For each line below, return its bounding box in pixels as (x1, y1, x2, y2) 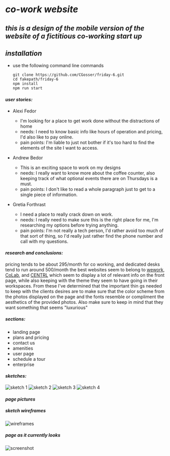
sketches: (5, 373, 27, 379)
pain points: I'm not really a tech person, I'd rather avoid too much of (20, 227, 164, 234)
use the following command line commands (12, 63, 104, 69)
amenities (12, 345, 33, 351)
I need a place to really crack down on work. (20, 211, 113, 217)
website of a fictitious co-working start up (5, 32, 142, 40)
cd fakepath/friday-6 (12, 77, 58, 82)
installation (5, 49, 42, 58)
